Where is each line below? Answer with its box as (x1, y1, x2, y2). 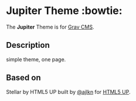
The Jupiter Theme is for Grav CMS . (6, 23, 94, 30)
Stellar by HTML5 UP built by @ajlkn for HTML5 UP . (6, 88, 131, 95)
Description (6, 40, 50, 50)
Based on (6, 73, 41, 83)
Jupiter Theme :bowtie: (6, 4, 123, 18)
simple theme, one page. (6, 55, 66, 62)
